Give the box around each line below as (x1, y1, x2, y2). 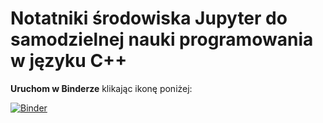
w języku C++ (10, 50, 128, 72)
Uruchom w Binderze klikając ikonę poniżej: (10, 82, 193, 94)
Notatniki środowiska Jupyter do (10, 7, 288, 30)
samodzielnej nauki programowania (10, 28, 314, 51)
